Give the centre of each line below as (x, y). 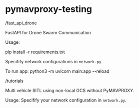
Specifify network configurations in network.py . (54, 61)
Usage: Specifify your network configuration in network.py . (66, 100)
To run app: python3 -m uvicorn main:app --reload (57, 71)
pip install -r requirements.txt (35, 52)
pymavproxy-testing (49, 9)
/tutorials (14, 81)
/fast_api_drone (21, 23)
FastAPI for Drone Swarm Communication (48, 32)
